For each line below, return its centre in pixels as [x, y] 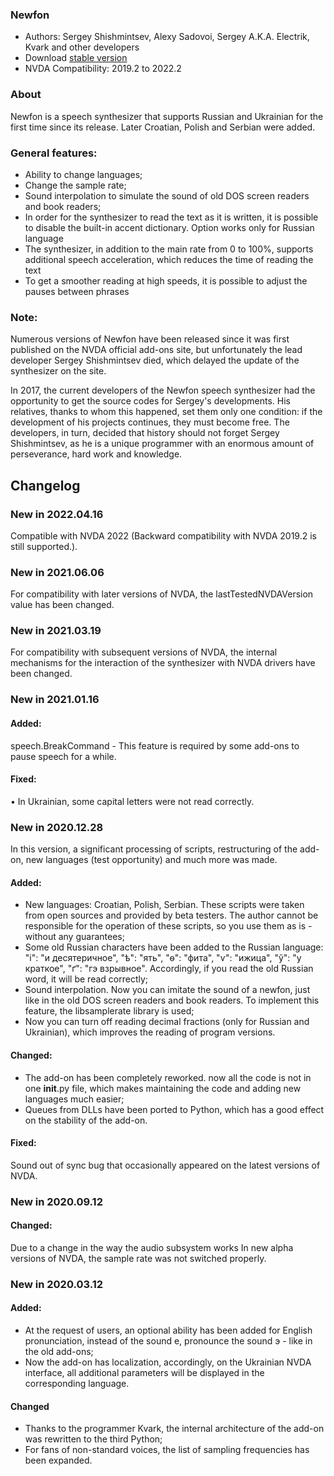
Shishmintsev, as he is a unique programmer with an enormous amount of [162, 444]
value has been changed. [62, 605]
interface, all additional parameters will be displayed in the [144, 1372]
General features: [54, 153]
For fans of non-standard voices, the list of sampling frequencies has [167, 1450]
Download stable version [76, 58]
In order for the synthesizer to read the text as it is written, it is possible [171, 217]
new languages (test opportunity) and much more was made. [151, 860]
